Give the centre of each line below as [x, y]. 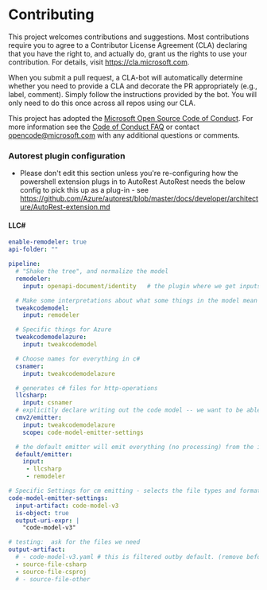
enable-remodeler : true [48, 242]
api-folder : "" [33, 250]
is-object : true [42, 513]
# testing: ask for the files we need [74, 542]
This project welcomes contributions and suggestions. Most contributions [129, 37]
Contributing [51, 15]
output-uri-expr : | [48, 520]
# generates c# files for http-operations [87, 388]
